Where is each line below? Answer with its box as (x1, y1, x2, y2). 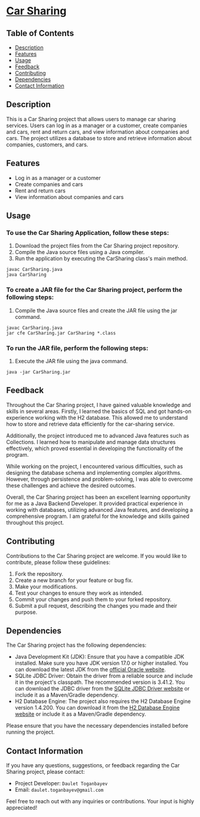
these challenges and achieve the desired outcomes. (6, 481, 136, 489)
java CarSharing (6, 272, 47, 278)
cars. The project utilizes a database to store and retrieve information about (6, 134, 192, 141)
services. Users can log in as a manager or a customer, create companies (6, 122, 187, 129)
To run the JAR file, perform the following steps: (6, 343, 149, 352)
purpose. (14, 608, 38, 616)
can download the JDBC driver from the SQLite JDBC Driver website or (14, 685, 190, 692)
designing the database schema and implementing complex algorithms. (6, 469, 182, 476)
